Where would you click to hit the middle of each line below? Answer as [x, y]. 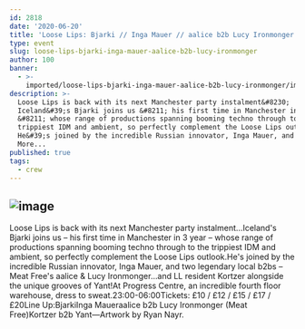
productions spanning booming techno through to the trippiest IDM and [143, 247]
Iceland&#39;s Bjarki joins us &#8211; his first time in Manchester [152, 111]
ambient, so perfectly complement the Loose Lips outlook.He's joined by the [152, 257]
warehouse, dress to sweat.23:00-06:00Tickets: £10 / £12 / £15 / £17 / [140, 295]
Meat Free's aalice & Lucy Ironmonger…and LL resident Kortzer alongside [147, 276]
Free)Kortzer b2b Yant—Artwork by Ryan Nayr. [97, 314]
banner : [24, 69]
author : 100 [32, 60]
